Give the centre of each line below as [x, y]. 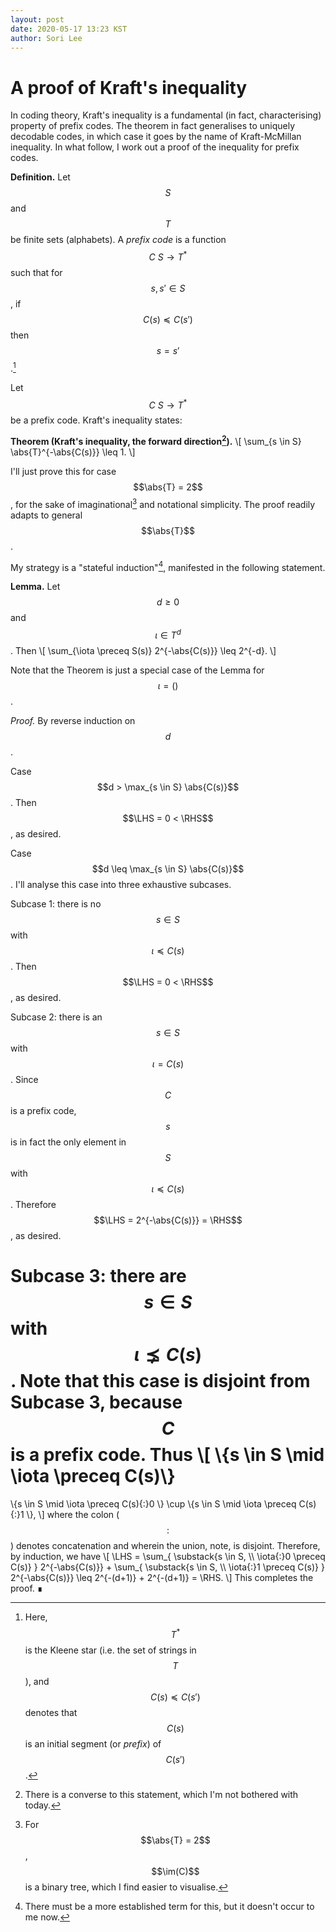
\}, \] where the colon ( [73, 1514]
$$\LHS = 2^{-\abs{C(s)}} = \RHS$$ [168, 1220]
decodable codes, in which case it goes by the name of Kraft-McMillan [156, 137]
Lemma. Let [35, 587]
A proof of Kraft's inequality [129, 87]
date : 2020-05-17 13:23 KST [69, 29]
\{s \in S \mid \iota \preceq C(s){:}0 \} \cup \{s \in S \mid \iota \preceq [153, 1503]
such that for [36, 272]
